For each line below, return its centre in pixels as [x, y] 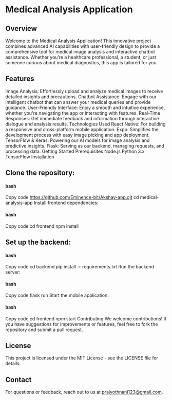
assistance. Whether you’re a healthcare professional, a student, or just [81, 57]
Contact [18, 380]
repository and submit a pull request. [44, 330]
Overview [21, 29]
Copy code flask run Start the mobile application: [57, 295]
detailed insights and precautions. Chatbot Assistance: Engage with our [81, 97]
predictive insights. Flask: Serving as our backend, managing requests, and [85, 146]
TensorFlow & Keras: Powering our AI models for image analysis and [78, 140]
